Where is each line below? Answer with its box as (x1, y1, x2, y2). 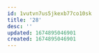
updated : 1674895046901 (7, 29, 77, 36)
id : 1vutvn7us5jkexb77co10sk (7, 10, 92, 17)
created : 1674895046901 (7, 36, 77, 43)
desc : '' (7, 23, 33, 30)
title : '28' (7, 17, 42, 23)
